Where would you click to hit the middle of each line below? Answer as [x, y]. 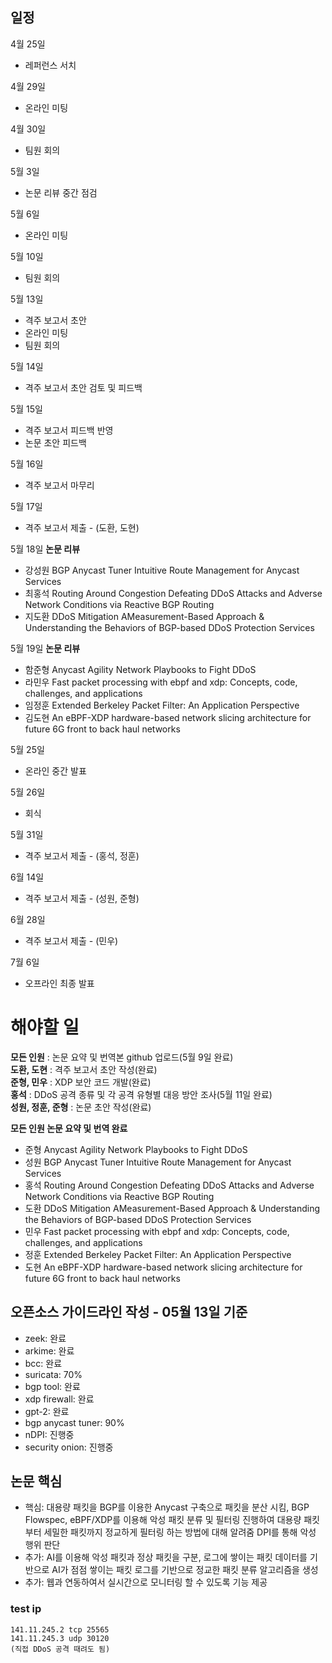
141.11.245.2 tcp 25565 [60, 1629]
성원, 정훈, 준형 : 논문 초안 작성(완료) [81, 1107]
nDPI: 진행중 [49, 1434]
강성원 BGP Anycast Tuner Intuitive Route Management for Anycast [162, 570]
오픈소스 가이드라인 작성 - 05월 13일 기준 [129, 1312]
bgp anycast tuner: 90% [74, 1422]
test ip [26, 1609]
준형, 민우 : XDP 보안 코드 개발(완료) [81, 1082]
